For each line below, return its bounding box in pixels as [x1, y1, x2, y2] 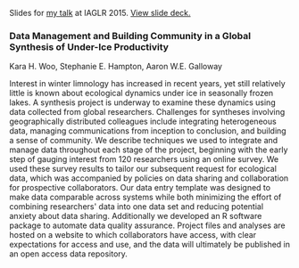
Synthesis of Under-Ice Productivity [9, 40, 170, 53]
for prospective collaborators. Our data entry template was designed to [9, 183, 270, 193]
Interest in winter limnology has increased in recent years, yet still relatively [9, 78, 286, 89]
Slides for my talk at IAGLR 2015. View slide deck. [9, 8, 191, 18]
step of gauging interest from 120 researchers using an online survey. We [9, 154, 279, 165]
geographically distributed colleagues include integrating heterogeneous [9, 116, 277, 127]
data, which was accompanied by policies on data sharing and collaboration [9, 173, 289, 183]
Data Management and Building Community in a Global [9, 29, 252, 42]
